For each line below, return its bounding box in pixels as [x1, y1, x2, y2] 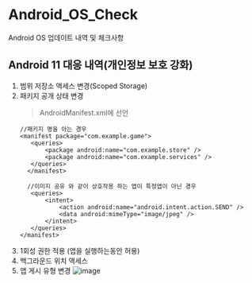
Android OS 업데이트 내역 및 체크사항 [8, 33, 124, 42]
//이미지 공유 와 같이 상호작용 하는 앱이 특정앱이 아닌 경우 [27, 182, 197, 190]
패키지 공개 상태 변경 [19, 91, 84, 100]
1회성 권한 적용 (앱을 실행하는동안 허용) [19, 246, 140, 255]
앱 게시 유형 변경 [19, 266, 71, 275]
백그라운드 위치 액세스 [19, 256, 89, 266]
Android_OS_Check [8, 6, 139, 24]
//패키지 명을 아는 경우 [19, 125, 87, 133]
